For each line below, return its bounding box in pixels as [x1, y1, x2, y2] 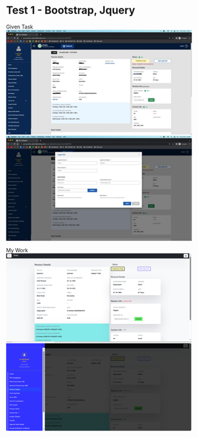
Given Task [6, 23, 34, 30]
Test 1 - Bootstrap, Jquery [6, 4, 136, 17]
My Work [6, 246, 28, 253]
